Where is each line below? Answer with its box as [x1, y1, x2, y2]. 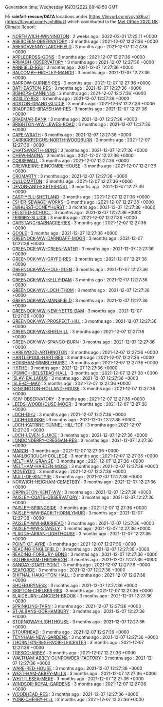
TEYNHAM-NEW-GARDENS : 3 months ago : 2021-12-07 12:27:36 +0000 [12, 634, 159, 640]
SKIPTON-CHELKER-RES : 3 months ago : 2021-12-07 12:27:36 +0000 [12, 588, 153, 593]
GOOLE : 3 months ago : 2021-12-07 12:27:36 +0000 [12, 230, 118, 236]
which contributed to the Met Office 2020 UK [67, 19, 158, 24]
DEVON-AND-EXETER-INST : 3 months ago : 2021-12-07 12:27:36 [12, 184, 145, 189]
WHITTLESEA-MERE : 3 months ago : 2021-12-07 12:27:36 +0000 [12, 676, 144, 682]
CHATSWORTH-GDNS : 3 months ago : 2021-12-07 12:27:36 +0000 [12, 147, 148, 153]
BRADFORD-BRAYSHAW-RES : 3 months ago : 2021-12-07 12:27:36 [12, 106, 147, 112]
